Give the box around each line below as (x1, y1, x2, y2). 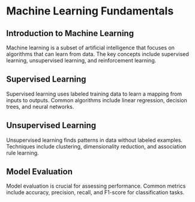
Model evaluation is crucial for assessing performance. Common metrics (6, 182, 186, 190)
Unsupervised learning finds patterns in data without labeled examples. (6, 136, 183, 144)
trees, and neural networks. (6, 103, 74, 110)
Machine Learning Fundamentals (6, 4, 174, 18)
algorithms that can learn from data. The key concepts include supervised (6, 50, 189, 58)
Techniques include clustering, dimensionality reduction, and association (6, 142, 187, 150)
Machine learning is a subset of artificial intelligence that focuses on (6, 44, 175, 51)
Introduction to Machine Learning (6, 28, 134, 38)
